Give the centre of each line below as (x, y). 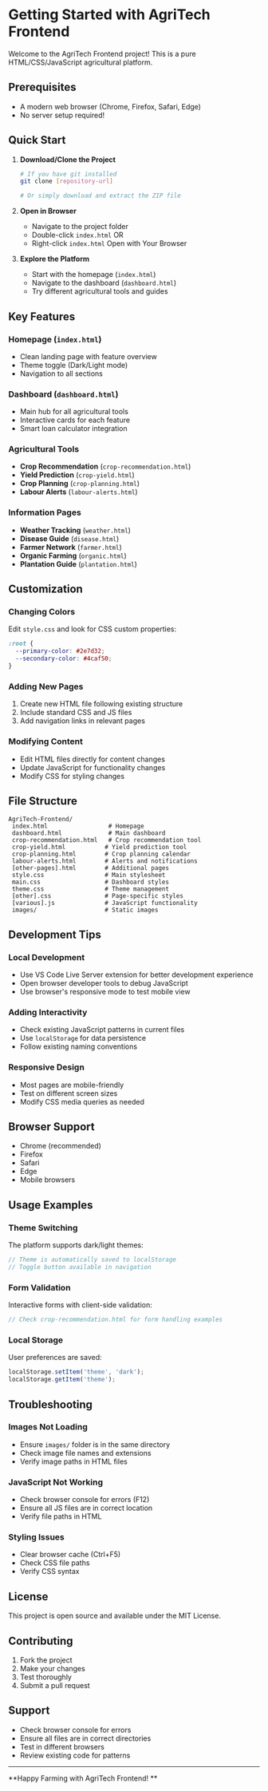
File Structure (43, 801)
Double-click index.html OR (77, 235)
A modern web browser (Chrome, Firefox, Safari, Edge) (110, 106)
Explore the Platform (55, 259)
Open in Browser (48, 211)
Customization (46, 589)
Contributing (41, 1641)
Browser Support (52, 1127)
